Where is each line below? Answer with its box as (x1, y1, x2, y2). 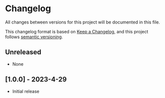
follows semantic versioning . (5, 34, 63, 40)
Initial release (12, 88, 39, 94)
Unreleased (5, 48, 42, 56)
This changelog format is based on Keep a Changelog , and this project (5, 28, 149, 34)
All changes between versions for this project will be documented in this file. (5, 19, 160, 25)
